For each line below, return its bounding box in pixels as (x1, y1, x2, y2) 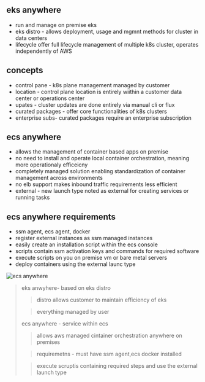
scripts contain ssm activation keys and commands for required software (15, 248, 199, 255)
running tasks (15, 193, 50, 201)
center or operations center (15, 95, 85, 102)
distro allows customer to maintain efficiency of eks (36, 296, 167, 303)
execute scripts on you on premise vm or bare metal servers (15, 254, 167, 262)
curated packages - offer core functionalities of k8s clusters (15, 107, 167, 115)
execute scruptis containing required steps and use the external (36, 362, 198, 370)
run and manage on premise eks (15, 21, 97, 28)
